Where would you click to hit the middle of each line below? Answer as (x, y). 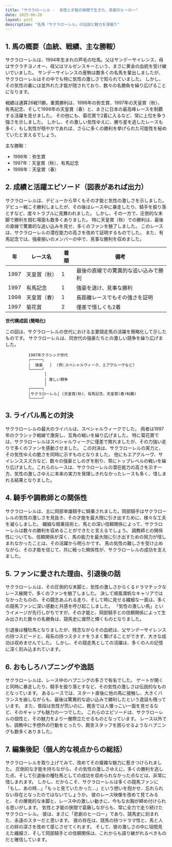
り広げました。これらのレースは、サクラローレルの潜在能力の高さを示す (81, 467)
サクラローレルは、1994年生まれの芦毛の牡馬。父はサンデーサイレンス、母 (84, 60)
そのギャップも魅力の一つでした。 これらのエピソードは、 (75, 712)
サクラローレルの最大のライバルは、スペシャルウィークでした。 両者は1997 (85, 428)
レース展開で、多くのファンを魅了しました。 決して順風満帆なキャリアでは (84, 594)
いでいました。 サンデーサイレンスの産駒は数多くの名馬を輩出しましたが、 (84, 73)
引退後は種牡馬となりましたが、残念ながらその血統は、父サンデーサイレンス (86, 630)
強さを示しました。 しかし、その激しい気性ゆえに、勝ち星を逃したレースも (84, 122)
